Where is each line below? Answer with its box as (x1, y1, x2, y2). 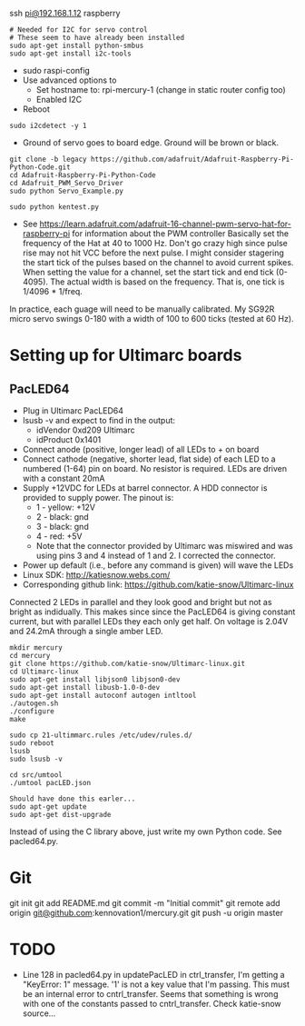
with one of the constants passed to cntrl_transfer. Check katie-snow (22, 998, 281, 1009)
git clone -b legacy (9, 154, 88, 164)
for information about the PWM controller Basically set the (72, 228, 289, 239)
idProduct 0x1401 (35, 434, 102, 444)
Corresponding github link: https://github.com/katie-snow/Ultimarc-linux (22, 579, 294, 590)
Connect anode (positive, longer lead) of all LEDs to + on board (22, 444, 260, 454)
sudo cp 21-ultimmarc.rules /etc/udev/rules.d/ (9, 731, 193, 740)
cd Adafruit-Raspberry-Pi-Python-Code (9, 171, 156, 180)
